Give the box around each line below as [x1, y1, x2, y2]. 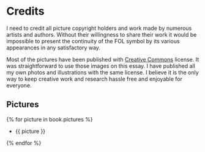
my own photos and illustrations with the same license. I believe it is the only [6, 68, 199, 76]
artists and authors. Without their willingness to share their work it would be [6, 31, 197, 38]
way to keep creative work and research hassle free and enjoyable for [6, 75, 182, 82]
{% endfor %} [6, 139, 42, 147]
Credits [6, 4, 45, 18]
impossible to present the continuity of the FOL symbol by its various [6, 37, 180, 45]
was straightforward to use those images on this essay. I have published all [6, 62, 196, 70]
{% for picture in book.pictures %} [6, 115, 93, 123]
